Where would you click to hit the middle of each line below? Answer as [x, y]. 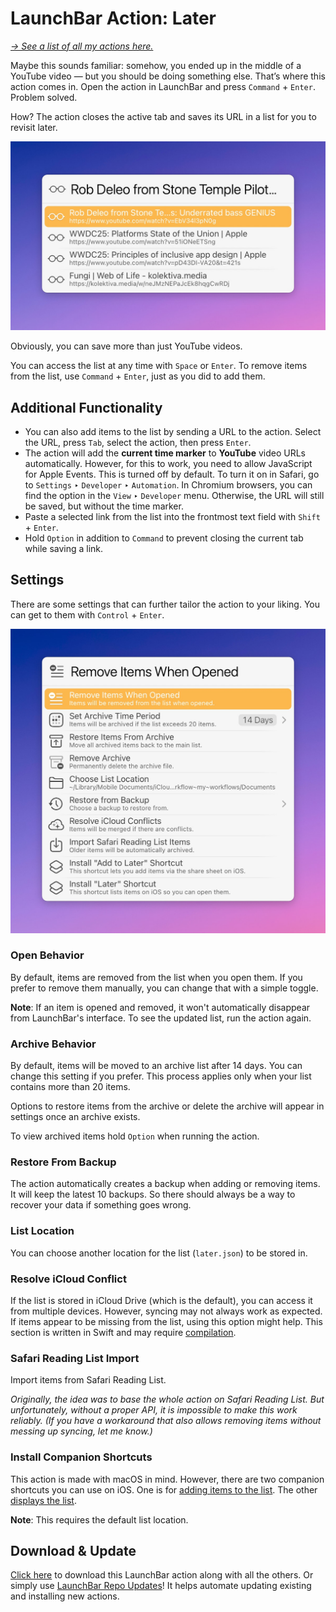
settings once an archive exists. [75, 1117]
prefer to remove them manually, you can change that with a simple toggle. [164, 988]
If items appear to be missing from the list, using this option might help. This [166, 1322]
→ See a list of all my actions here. [82, 46]
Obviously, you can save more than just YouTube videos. [126, 346]
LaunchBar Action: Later [113, 18]
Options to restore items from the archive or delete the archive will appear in [167, 1106]
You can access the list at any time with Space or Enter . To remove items [159, 366]
